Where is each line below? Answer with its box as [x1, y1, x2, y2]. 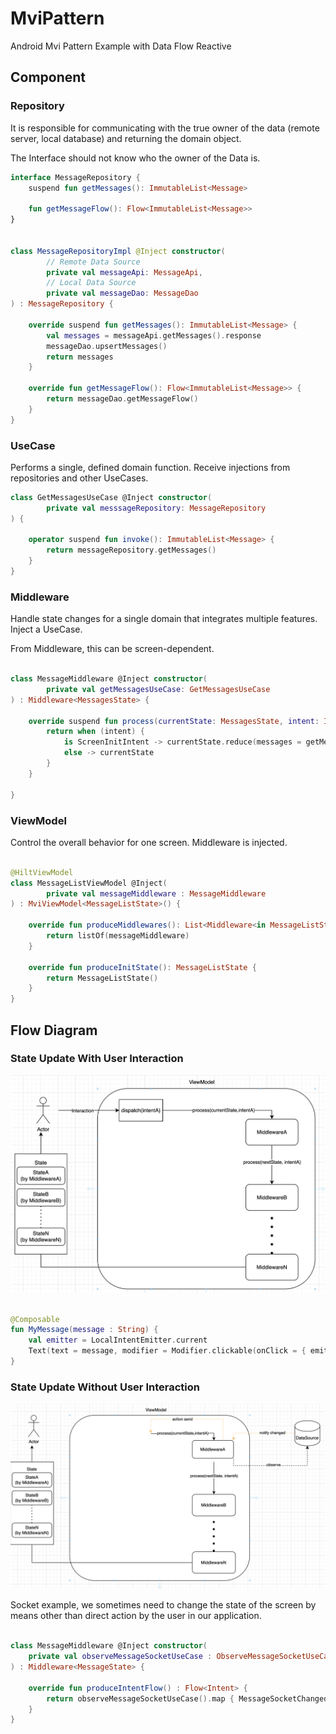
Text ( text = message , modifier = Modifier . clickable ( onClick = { [28, 1346, 307, 1356]
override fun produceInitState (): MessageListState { [28, 962, 257, 972]
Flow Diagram [10, 1022, 98, 1039]
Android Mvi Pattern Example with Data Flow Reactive [10, 40, 232, 52]
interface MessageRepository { [10, 172, 141, 182]
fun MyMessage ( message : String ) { [10, 1325, 159, 1335]
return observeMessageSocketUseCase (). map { [46, 1693, 235, 1704]
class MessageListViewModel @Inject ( [10, 878, 168, 888]
